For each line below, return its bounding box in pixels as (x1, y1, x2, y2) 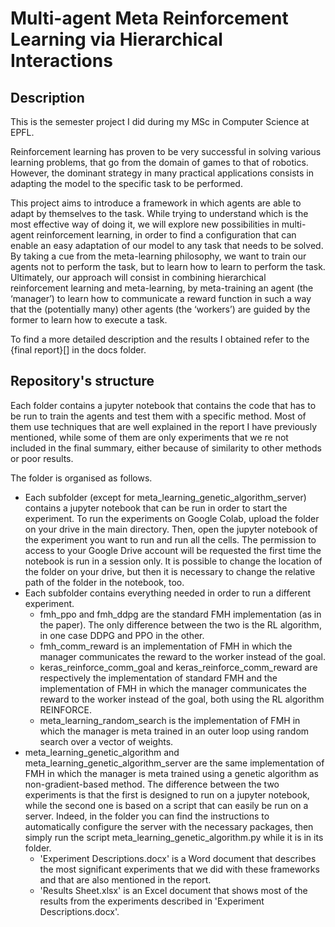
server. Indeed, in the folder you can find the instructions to (24, 810, 270, 822)
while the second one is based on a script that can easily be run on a (24, 799, 309, 811)
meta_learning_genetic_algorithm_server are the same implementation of (24, 757, 325, 769)
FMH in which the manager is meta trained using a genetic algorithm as (24, 767, 319, 779)
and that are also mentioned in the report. (39, 873, 212, 886)
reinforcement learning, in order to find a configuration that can (36, 229, 297, 241)
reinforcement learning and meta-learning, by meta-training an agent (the (10, 282, 314, 294)
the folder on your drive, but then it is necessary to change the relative (24, 565, 316, 577)
